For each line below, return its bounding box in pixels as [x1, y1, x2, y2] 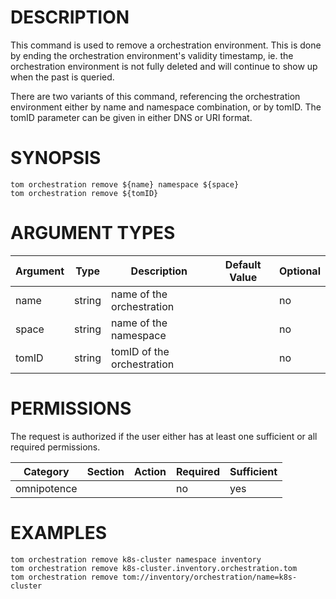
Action [134, 464, 167, 478]
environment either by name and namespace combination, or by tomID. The [10, 101, 322, 113]
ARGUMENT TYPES [10, 222, 176, 245]
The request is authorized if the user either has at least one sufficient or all [10, 430, 318, 442]
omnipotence [15, 481, 78, 495]
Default [224, 257, 262, 271]
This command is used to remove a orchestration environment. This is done [10, 39, 322, 51]
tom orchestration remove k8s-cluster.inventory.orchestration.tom [10, 563, 298, 573]
